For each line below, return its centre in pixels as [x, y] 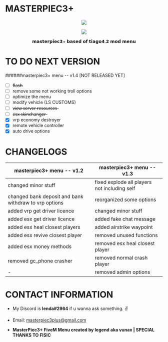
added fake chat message [125, 219]
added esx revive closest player [45, 235]
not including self [115, 188]
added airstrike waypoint [124, 227]
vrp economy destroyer [36, 120]
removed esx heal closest [125, 243]
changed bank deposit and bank [45, 196]
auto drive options [31, 131]
